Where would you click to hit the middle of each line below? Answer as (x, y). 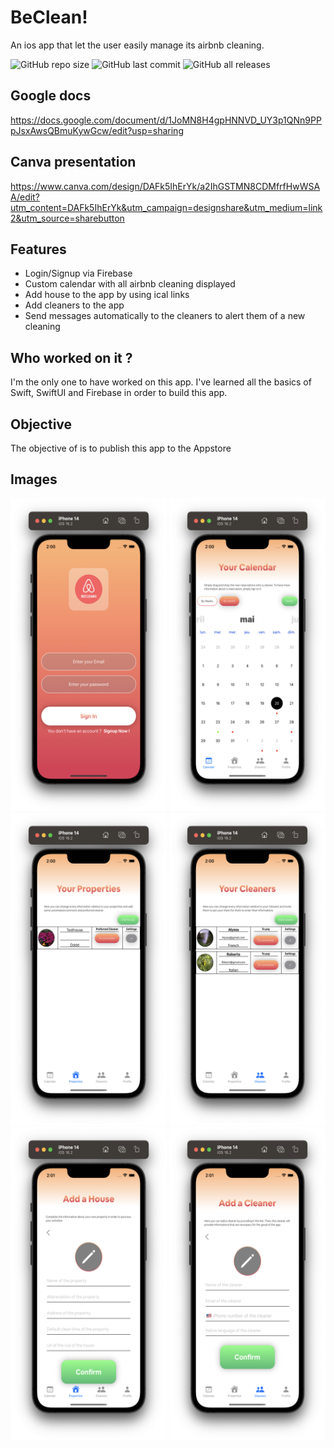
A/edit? (25, 197)
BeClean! (49, 17)
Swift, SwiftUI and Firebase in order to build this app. (119, 393)
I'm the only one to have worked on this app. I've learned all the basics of (161, 382)
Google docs (51, 96)
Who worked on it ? (71, 357)
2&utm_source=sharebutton (67, 218)
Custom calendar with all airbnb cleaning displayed (130, 284)
